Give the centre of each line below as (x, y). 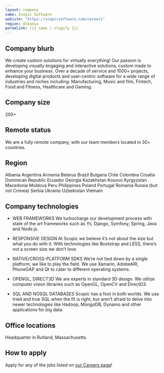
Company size (28, 102)
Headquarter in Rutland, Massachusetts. (46, 337)
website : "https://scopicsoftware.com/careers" (55, 19)
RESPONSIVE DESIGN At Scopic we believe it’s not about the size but (83, 239)
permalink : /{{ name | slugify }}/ (42, 28)
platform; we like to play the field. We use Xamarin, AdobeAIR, (75, 264)
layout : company (22, 10)
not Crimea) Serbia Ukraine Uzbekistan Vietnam (54, 191)
